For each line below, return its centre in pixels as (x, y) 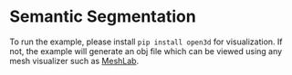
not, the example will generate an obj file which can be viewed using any (146, 51)
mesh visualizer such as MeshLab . (74, 61)
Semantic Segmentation (103, 17)
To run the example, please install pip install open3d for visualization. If (146, 42)
